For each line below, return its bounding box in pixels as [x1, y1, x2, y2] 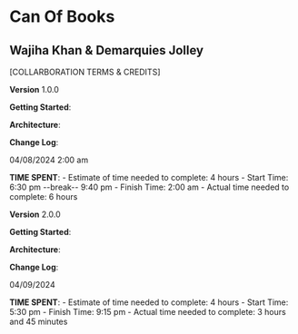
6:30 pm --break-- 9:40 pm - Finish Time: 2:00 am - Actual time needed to [9, 182, 290, 192]
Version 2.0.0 [9, 209, 61, 220]
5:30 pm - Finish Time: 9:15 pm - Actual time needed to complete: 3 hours [9, 307, 286, 317]
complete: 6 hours [9, 192, 78, 201]
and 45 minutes [9, 316, 68, 327]
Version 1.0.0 [9, 84, 59, 94]
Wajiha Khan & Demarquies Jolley [9, 43, 204, 58]
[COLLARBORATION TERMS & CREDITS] [9, 66, 161, 77]
